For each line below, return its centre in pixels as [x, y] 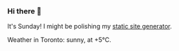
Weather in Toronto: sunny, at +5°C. [59, 40]
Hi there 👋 [25, 11]
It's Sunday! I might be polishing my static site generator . [90, 27]
